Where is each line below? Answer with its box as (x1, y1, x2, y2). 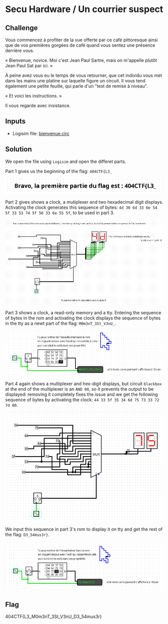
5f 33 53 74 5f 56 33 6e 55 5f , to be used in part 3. (5, 210, 114, 216)
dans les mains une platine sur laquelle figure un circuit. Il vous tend (5, 78, 145, 83)
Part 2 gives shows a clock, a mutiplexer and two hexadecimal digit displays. (5, 199, 163, 205)
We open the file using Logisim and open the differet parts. (5, 158, 126, 164)
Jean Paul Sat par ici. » (5, 63, 53, 68)
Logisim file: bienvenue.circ (12, 130, 70, 136)
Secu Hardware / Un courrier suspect (5, 4, 163, 15)
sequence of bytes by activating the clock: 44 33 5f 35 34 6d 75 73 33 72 (5, 397, 159, 403)
